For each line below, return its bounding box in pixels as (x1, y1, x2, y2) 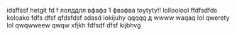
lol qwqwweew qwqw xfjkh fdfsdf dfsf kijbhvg (6, 21, 141, 29)
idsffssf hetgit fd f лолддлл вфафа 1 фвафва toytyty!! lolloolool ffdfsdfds (6, 6, 218, 14)
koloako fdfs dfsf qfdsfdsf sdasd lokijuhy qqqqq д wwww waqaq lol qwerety (6, 13, 230, 22)
